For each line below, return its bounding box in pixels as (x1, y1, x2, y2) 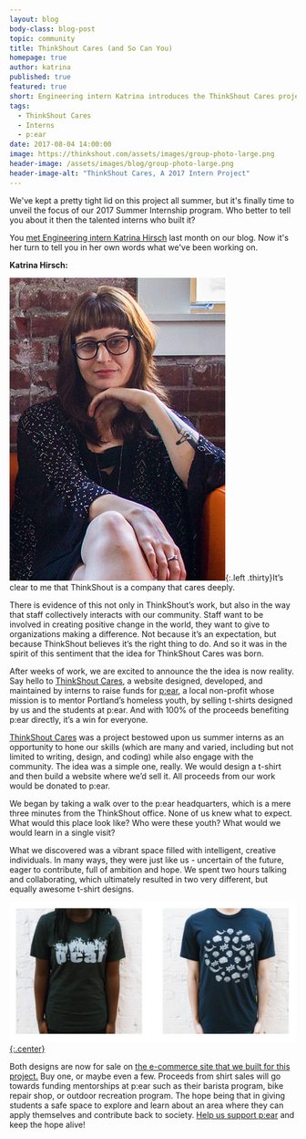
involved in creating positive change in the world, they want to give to (9, 619, 270, 630)
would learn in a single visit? (9, 827, 116, 838)
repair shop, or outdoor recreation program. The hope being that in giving (9, 1091, 285, 1102)
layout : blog (9, 15, 59, 24)
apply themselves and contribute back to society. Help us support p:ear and (9, 1110, 295, 1121)
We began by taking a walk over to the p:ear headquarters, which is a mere (9, 798, 291, 809)
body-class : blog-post (9, 24, 96, 34)
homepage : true (9, 53, 67, 63)
